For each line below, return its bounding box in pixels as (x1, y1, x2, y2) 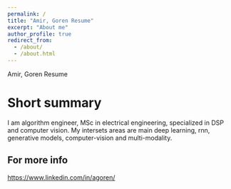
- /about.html (14, 51, 56, 58)
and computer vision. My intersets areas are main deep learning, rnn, (7, 126, 210, 134)
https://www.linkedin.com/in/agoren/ (7, 173, 115, 182)
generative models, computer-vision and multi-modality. (7, 133, 173, 142)
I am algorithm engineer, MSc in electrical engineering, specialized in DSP (7, 118, 225, 127)
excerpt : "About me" (7, 24, 69, 31)
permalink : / (7, 10, 46, 18)
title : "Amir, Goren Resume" (7, 17, 94, 24)
